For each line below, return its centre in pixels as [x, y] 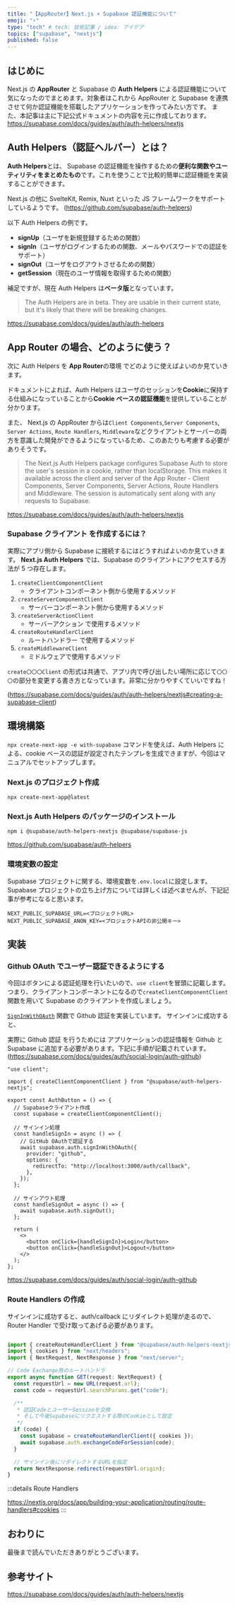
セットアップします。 [69, 762]
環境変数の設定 [33, 864]
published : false [33, 40]
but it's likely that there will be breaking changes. [96, 309]
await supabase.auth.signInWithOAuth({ [79, 1148]
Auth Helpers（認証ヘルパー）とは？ [88, 148]
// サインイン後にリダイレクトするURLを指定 [71, 1462]
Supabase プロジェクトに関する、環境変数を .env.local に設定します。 [109, 881]
